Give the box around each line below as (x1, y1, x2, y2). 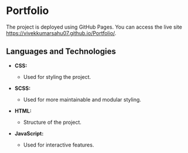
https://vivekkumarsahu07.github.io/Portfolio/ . (6, 29, 117, 36)
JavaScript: (14, 130, 44, 137)
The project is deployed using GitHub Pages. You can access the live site (6, 23, 183, 30)
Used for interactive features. (23, 141, 94, 148)
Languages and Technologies (6, 47, 116, 57)
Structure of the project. (23, 119, 82, 126)
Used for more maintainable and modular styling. (23, 96, 142, 103)
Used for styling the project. (23, 73, 91, 80)
